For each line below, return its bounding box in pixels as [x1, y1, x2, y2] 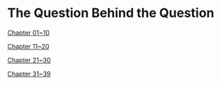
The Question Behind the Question [7, 5, 215, 21]
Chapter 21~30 [7, 55, 51, 64]
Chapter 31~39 [7, 69, 51, 78]
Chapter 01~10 [7, 28, 50, 37]
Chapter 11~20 [7, 42, 50, 50]
